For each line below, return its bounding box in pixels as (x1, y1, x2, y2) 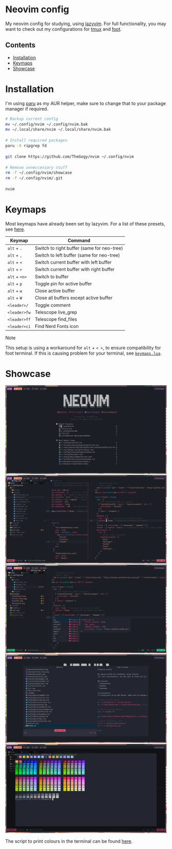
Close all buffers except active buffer (35, 295, 113, 301)
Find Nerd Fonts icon (35, 323, 79, 329)
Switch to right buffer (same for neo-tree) (35, 245, 123, 251)
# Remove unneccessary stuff (5, 165, 68, 170)
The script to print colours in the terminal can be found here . (5, 838, 133, 844)
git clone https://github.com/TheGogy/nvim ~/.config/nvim (5, 154, 134, 159)
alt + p (7, 280, 23, 286)
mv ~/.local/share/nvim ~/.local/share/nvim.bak (5, 127, 111, 132)
